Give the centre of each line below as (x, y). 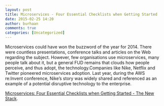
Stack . (12, 99)
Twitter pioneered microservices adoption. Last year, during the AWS (75, 73)
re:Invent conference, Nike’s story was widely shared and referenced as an (81, 78)
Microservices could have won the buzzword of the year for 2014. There (78, 47)
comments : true (21, 28)
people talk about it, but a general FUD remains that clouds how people (77, 63)
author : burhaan (22, 24)
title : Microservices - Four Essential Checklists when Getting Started (81, 14)
